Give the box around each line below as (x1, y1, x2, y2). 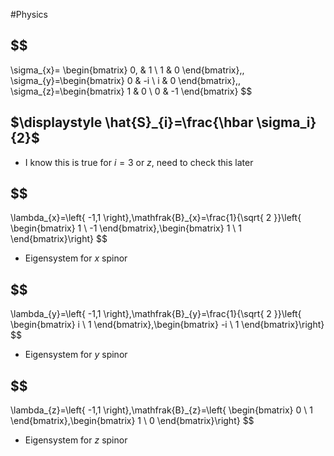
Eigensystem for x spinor (24, 252, 128, 264)
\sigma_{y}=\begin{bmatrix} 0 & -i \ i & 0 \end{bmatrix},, (10, 74, 241, 86)
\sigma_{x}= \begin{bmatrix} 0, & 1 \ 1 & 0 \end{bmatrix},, (10, 64, 245, 76)
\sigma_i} (256, 114, 317, 131)
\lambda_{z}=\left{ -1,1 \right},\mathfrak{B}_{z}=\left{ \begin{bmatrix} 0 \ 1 (10, 404, 313, 416)
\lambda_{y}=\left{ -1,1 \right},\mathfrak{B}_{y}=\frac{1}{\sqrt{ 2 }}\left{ (10, 308, 302, 320)
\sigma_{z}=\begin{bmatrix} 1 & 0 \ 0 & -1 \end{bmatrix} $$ (10, 85, 253, 97)
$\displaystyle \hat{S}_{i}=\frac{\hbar (10, 114, 254, 131)
